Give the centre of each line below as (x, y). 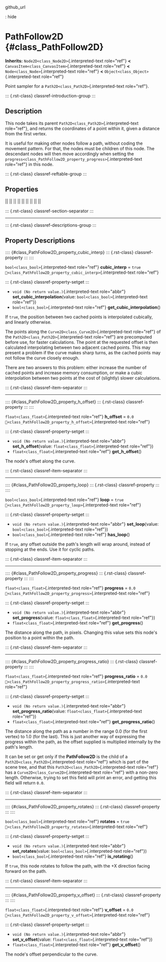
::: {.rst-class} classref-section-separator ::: (49, 211)
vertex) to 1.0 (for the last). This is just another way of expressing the (75, 737)
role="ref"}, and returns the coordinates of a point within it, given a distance (82, 128)
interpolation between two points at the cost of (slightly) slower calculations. (83, 378)
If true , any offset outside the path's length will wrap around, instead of (78, 544)
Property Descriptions (40, 240)
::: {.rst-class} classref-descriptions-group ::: (51, 225)
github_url (15, 7)
